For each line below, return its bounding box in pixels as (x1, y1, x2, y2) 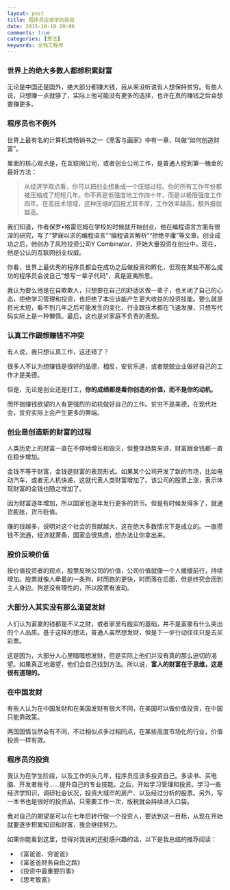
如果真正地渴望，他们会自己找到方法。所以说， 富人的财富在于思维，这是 (18, 660, 223, 668)
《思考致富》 (16, 876, 53, 884)
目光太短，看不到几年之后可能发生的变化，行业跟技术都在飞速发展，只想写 (7, 303, 217, 311)
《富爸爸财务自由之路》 (16, 858, 84, 867)
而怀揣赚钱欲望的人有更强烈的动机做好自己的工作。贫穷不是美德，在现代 (7, 400, 211, 408)
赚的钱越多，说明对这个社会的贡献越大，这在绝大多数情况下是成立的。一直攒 (7, 523, 223, 531)
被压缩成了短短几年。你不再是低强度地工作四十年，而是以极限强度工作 (23, 190, 222, 199)
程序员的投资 (7, 755, 50, 764)
